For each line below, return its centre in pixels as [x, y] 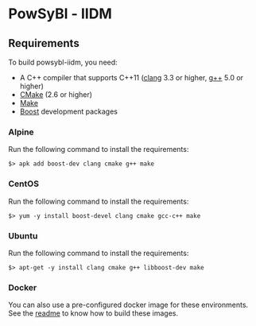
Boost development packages [68, 111]
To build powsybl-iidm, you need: [63, 62]
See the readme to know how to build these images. [93, 313]
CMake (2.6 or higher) [56, 95]
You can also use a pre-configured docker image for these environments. [128, 305]
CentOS [24, 184]
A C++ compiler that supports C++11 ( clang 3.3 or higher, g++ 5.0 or [132, 78]
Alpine [21, 132]
